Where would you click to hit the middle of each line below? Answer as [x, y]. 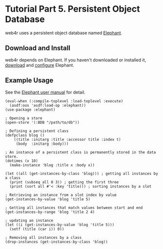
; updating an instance [29, 220]
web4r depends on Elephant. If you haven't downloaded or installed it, [76, 60]
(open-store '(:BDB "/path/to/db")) [42, 122]
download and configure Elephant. [40, 65]
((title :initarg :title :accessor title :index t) [67, 139]
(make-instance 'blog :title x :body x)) [52, 165]
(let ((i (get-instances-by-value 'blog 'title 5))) [60, 225]
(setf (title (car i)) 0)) [37, 229]
